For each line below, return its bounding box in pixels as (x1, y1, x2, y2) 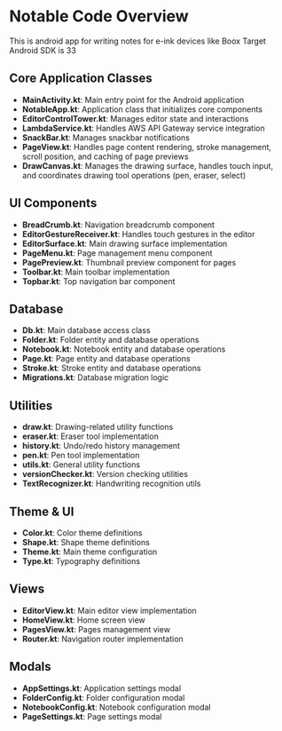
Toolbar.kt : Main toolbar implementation (21, 266, 170, 277)
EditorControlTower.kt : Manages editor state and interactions (21, 113, 249, 123)
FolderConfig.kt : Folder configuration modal (21, 692, 185, 703)
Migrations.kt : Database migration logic (21, 372, 169, 383)
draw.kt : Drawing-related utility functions (21, 422, 174, 433)
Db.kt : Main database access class (21, 325, 151, 336)
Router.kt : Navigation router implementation (21, 633, 184, 644)
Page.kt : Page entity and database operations (21, 354, 191, 364)
